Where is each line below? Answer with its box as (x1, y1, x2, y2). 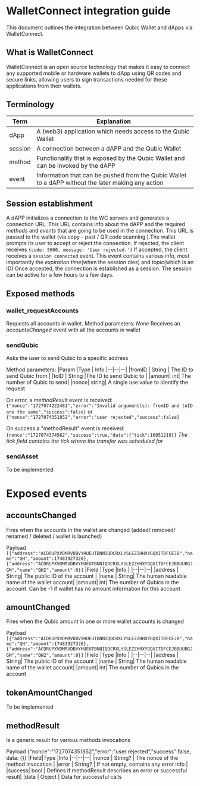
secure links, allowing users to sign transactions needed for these (6, 76, 168, 83)
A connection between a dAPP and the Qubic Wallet (36, 144, 182, 152)
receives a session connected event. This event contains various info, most (6, 252, 190, 259)
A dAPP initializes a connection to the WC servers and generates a (6, 214, 170, 221)
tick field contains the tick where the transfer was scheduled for (6, 437, 164, 444)
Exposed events (6, 487, 87, 500)
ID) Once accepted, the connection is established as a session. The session (6, 265, 192, 272)
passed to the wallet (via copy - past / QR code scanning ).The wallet (6, 233, 176, 240)
